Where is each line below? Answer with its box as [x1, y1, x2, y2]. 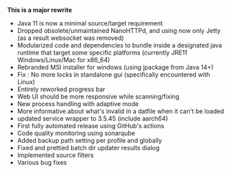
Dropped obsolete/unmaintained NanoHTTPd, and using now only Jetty [17, 27, 221, 34]
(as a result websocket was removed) [17, 34, 124, 42]
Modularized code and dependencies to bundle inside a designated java [17, 41, 223, 49]
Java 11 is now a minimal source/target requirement [17, 19, 163, 27]
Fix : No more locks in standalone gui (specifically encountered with [17, 70, 210, 79]
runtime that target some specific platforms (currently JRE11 [17, 48, 188, 57]
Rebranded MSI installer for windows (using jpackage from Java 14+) [17, 63, 214, 71]
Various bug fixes [17, 159, 68, 166]
